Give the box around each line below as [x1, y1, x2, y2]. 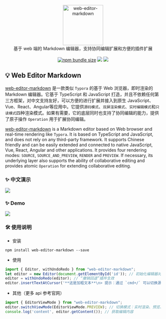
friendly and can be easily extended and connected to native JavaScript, [5, 142, 153, 148]
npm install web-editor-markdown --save [5, 248, 90, 253]
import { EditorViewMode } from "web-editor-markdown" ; [5, 300, 123, 305]
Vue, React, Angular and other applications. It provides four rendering [5, 147, 147, 153]
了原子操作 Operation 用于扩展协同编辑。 [5, 116, 88, 122]
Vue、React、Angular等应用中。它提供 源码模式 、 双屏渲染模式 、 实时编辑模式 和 [5, 104, 156, 109]
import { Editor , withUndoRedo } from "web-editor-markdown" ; [5, 266, 136, 272]
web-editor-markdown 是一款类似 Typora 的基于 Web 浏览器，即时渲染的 [5, 85, 153, 91]
